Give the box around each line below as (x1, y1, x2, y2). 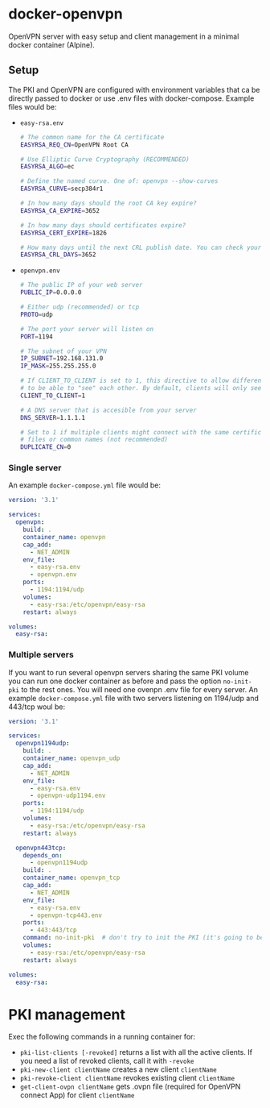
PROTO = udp (19, 310, 54, 318)
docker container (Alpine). (8, 39, 95, 49)
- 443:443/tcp (29, 926, 78, 935)
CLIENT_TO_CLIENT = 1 (19, 392, 86, 400)
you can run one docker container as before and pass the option (8, 676, 222, 686)
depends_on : (22, 851, 63, 859)
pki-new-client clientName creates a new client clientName (19, 1064, 217, 1074)
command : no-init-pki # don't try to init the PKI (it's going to (22, 934, 253, 942)
